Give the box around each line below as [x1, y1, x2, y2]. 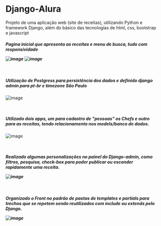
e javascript [5, 30, 29, 36]
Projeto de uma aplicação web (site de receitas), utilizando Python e [5, 20, 143, 25]
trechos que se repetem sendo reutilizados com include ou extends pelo [5, 201, 155, 206]
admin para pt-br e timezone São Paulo [5, 82, 87, 88]
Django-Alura [5, 3, 61, 15]
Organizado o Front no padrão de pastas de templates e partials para [5, 195, 149, 201]
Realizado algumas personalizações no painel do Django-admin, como [5, 154, 153, 160]
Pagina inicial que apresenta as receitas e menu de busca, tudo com [5, 41, 148, 47]
